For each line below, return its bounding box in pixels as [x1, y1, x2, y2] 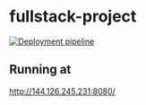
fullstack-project [9, 6, 137, 27]
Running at [9, 62, 72, 77]
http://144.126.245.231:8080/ [9, 85, 116, 96]
